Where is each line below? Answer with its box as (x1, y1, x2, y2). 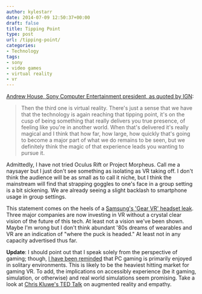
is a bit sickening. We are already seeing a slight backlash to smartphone (6, 187, 188, 194)
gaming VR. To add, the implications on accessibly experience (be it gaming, (6, 268, 197, 275)
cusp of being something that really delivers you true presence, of (21, 117, 186, 124)
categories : (6, 43, 36, 49)
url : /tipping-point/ (6, 37, 61, 43)
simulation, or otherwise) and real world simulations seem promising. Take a (6, 274, 195, 281)
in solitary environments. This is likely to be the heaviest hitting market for (6, 261, 190, 269)
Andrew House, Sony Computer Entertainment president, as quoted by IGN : (6, 93, 194, 100)
